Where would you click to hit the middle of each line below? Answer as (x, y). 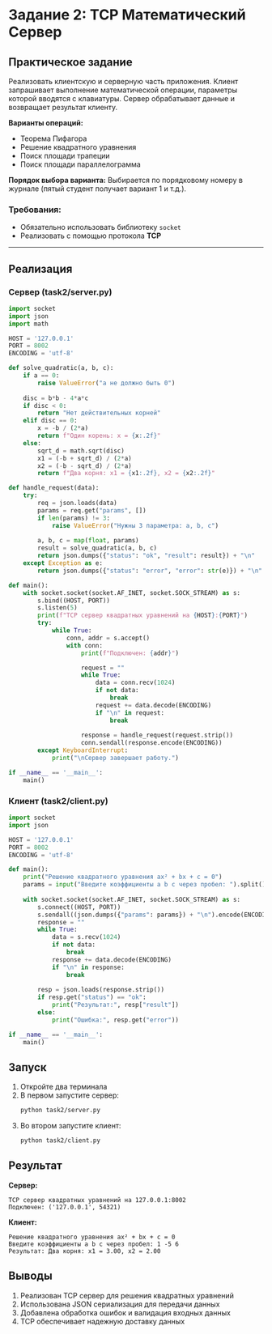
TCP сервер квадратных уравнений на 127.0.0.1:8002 (97, 1200)
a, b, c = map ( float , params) (88, 541)
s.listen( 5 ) (58, 608)
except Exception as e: (63, 563)
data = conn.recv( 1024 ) (135, 683)
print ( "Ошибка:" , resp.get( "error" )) (115, 1020)
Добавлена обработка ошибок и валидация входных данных (125, 1312)
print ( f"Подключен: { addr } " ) (130, 653)
